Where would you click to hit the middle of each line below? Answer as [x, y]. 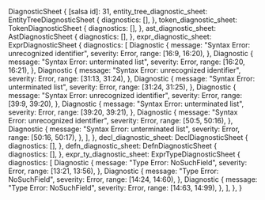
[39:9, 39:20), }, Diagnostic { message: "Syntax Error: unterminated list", [126, 104]
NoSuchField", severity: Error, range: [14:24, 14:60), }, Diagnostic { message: [133, 179]
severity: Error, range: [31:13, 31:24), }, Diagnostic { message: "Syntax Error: [132, 79]
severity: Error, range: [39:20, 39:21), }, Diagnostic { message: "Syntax [123, 112]
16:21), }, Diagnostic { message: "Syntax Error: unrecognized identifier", [125, 70]
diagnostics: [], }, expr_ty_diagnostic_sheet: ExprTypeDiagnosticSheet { [124, 154]
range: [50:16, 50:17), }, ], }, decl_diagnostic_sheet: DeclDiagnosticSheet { [128, 137]
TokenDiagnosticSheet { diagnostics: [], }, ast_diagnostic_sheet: [112, 28]
